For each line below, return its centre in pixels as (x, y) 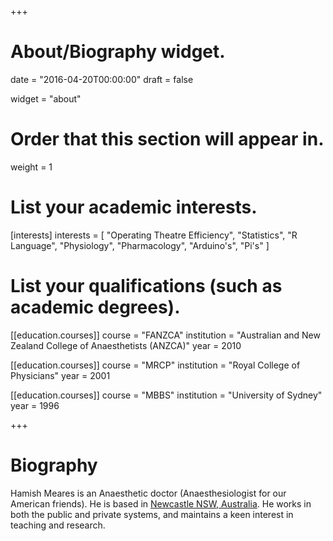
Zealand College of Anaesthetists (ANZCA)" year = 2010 (126, 345)
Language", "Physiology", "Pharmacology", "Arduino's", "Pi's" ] (140, 245)
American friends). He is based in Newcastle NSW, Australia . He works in (161, 503)
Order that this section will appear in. (167, 139)
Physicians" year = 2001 (60, 375)
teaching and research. (58, 525)
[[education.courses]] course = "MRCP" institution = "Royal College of (155, 365)
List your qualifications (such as (146, 286)
